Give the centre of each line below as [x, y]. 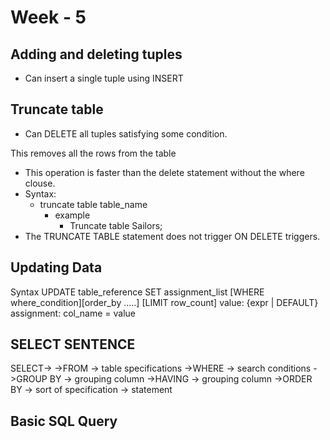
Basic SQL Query [64, 421]
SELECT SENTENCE [73, 344]
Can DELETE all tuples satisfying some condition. [126, 133]
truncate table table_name [93, 204]
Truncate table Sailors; [116, 225]
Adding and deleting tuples [96, 54]
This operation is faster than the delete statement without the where [164, 172]
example [72, 215]
